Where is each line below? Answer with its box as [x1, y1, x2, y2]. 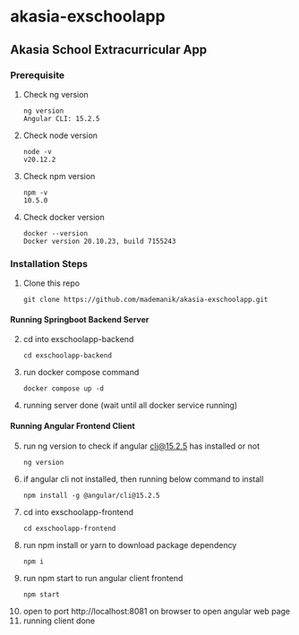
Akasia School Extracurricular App [10, 42, 208, 57]
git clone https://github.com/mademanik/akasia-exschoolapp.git [22, 296, 269, 305]
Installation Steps [10, 257, 89, 270]
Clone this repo [22, 278, 80, 288]
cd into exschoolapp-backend [22, 334, 134, 345]
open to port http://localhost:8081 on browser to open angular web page [22, 605, 290, 616]
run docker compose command [22, 367, 140, 378]
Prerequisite [10, 69, 65, 82]
